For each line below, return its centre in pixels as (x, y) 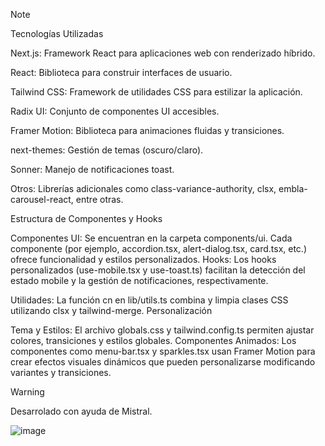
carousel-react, (42, 199)
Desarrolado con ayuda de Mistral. (81, 411)
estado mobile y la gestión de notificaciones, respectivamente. (139, 280)
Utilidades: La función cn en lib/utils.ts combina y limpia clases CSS (149, 300)
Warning (27, 392)
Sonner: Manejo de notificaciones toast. (92, 169)
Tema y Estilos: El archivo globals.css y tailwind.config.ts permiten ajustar (162, 330)
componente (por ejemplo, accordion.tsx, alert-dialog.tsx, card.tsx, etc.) (159, 248)
